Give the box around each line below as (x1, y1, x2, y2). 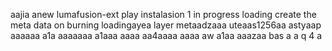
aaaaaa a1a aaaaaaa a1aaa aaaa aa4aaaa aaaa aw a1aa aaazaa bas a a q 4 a (10, 30, 323, 41)
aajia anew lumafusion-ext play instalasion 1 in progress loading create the (10, 9, 317, 20)
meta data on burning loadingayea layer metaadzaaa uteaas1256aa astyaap (10, 19, 322, 31)
